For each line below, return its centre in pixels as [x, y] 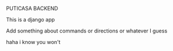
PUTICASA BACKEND [32, 8]
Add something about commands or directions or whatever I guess [87, 31]
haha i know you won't [33, 42]
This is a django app [30, 19]
